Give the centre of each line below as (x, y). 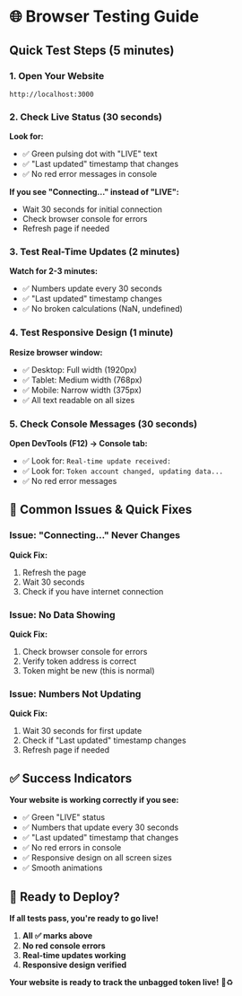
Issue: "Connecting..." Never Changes (95, 535)
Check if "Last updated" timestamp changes (104, 740)
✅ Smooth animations (62, 868)
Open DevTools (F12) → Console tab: (78, 444)
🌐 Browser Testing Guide (104, 17)
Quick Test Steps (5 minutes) (92, 50)
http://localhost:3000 (52, 94)
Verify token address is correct (79, 661)
